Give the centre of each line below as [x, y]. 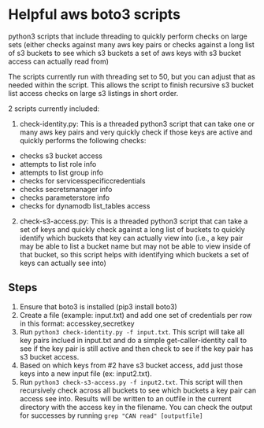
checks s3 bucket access [61, 156]
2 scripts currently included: [54, 109]
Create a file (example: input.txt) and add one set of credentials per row [136, 315]
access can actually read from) [58, 61]
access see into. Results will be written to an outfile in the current [125, 398]
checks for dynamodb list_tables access [85, 205]
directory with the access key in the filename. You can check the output [136, 407]
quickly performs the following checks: [83, 140]
